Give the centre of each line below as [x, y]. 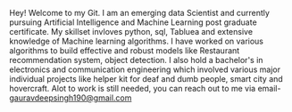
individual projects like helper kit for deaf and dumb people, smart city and [146, 79]
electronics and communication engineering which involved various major [145, 69]
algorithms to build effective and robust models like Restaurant [125, 51]
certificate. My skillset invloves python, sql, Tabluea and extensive [131, 32]
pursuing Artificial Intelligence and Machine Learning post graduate [133, 22]
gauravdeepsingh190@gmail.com [71, 98]
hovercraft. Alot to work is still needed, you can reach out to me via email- [145, 88]
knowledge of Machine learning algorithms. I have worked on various [137, 41]
